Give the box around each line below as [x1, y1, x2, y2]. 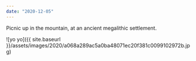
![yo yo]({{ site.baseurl [6, 35, 61, 42]
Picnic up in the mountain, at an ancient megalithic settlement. [6, 24, 157, 31]
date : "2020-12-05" [6, 8, 54, 15]
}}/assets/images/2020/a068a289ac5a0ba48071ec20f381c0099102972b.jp [6, 42, 190, 49]
